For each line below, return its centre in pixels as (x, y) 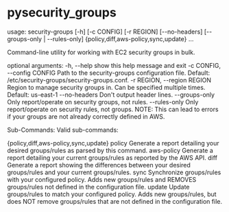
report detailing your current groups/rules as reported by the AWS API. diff (112, 157)
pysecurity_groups (62, 13)
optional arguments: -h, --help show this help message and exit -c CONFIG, (114, 65)
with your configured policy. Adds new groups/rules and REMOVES (102, 179)
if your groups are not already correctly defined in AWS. (86, 116)
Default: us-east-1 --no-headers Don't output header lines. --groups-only (111, 95)
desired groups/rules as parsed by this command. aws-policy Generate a (110, 150)
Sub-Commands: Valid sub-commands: (63, 130)
